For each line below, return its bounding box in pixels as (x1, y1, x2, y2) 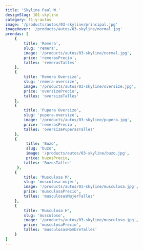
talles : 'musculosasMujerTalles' (24, 194, 95, 199)
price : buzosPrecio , (26, 156, 70, 161)
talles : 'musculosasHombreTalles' (24, 227, 97, 233)
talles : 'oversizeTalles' (24, 93, 79, 99)
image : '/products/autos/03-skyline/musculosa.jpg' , (24, 184, 139, 189)
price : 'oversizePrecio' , (24, 88, 79, 94)
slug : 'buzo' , (26, 146, 56, 151)
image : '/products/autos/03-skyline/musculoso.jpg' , (24, 218, 139, 223)
